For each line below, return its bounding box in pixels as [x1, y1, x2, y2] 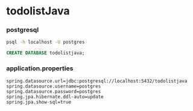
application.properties [6, 64, 74, 73]
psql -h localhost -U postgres [6, 39, 85, 46]
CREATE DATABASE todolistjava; [6, 50, 85, 56]
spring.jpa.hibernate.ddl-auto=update [6, 94, 104, 100]
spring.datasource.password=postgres [6, 88, 101, 94]
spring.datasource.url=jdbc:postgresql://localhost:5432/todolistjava [6, 78, 188, 84]
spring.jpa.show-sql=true [6, 99, 71, 105]
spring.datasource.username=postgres [6, 83, 101, 89]
